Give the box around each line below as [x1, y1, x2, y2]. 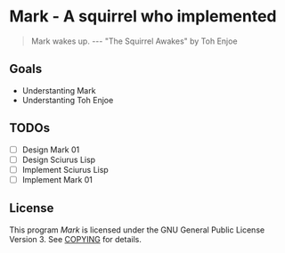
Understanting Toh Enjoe [21, 94, 114, 105]
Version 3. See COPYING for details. [9, 233, 142, 244]
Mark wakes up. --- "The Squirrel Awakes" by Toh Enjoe [30, 36, 238, 46]
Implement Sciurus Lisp [21, 164, 109, 175]
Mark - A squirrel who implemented [9, 6, 277, 27]
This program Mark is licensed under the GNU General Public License [9, 224, 265, 235]
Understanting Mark [21, 85, 96, 95]
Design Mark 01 [21, 144, 80, 155]
